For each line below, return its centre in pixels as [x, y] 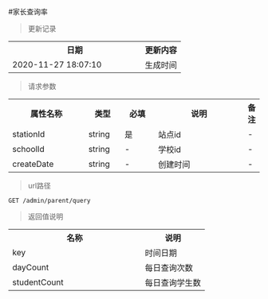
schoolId [29, 149]
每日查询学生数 [173, 283]
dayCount [31, 267]
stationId [29, 134]
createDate [33, 164]
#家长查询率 [28, 12]
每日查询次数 [169, 268]
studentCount [38, 282]
